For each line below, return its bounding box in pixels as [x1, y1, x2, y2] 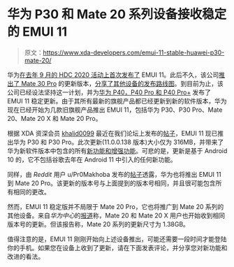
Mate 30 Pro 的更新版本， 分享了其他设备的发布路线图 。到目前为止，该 [20, 79, 224, 87]
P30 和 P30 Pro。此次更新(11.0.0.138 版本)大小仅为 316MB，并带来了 [27, 138, 224, 146]
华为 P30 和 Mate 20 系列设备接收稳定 [7, 6, 227, 22]
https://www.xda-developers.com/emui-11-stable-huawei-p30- [43, 48, 225, 57]
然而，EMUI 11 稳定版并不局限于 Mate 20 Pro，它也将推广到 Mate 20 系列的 [7, 202, 224, 210]
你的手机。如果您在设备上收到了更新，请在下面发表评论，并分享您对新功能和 [7, 243, 228, 252]
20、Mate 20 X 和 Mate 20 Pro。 [7, 114, 102, 122]
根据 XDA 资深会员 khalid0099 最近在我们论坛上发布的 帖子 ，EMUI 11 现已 [7, 129, 218, 137]
